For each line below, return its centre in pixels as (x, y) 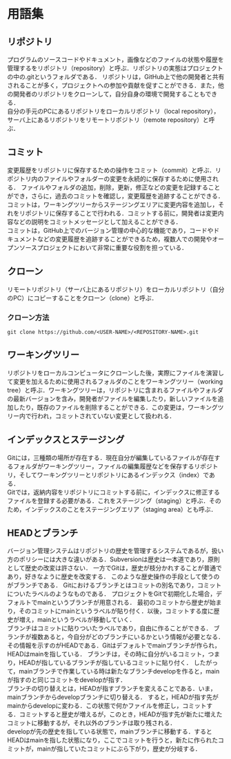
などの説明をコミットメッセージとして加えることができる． (97, 222)
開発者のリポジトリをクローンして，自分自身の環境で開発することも (109, 94)
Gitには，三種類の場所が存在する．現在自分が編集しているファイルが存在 (111, 457)
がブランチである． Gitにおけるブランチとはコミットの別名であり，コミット (114, 585)
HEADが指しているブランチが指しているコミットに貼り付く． (106, 663)
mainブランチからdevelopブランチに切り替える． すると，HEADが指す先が (113, 697)
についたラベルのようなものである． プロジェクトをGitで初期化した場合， (112, 594)
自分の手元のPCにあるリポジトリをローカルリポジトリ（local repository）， (113, 111)
